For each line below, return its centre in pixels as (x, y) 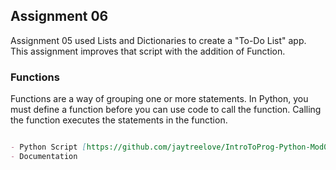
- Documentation (44, 156)
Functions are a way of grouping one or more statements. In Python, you (159, 99)
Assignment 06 (59, 16)
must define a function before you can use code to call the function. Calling (166, 110)
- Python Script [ (48, 147)
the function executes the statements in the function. (119, 120)
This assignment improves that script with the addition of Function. (148, 51)
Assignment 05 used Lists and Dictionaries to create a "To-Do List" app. (158, 40)
